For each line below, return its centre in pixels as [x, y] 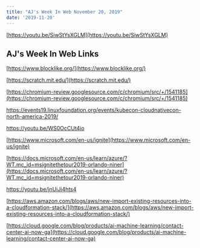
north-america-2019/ [32, 116]
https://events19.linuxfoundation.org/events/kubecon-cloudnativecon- [94, 110]
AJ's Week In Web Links [53, 54]
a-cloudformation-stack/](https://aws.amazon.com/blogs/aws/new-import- [100, 207]
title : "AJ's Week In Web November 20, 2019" [64, 12]
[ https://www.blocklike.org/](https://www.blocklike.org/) [76, 69]
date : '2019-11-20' [31, 18]
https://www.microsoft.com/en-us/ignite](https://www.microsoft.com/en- [99, 140]
